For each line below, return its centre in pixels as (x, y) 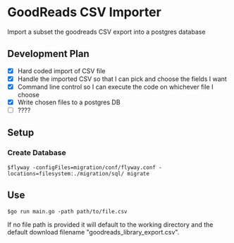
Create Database (37, 153)
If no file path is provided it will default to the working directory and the (110, 224)
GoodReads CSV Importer (85, 12)
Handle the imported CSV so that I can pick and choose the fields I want (122, 79)
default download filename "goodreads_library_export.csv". (93, 232)
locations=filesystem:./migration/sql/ (66, 173)
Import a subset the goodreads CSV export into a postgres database (106, 32)
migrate (138, 173)
